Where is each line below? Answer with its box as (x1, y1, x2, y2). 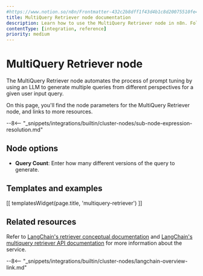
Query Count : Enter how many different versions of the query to (14, 159, 175, 166)
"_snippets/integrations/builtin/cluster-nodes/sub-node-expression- (23, 120, 193, 127)
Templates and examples (6, 183, 103, 193)
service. (6, 245, 27, 253)
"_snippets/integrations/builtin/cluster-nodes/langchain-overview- (23, 257, 188, 265)
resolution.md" (6, 126, 43, 133)
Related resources (6, 217, 77, 227)
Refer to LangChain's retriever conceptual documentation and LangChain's (6, 233, 193, 240)
